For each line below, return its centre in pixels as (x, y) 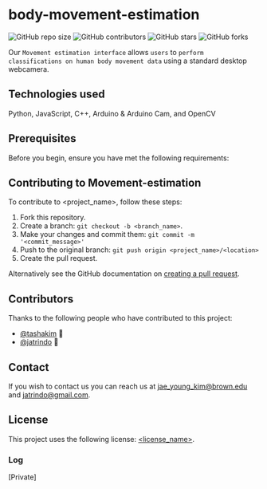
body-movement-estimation (104, 15)
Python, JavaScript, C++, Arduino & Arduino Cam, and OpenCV (112, 113)
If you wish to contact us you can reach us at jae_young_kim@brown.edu (128, 386)
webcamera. (29, 69)
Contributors (41, 299)
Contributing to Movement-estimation (105, 182)
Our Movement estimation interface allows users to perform (106, 52)
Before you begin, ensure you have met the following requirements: (119, 158)
